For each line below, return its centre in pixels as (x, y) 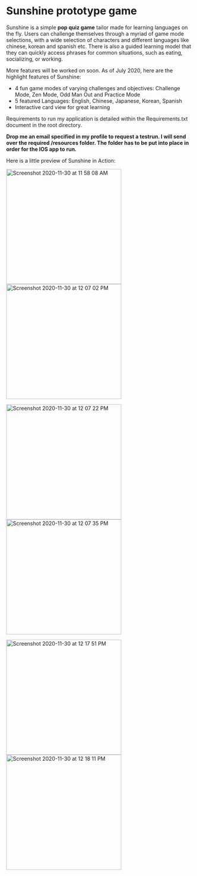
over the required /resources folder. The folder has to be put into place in (98, 143)
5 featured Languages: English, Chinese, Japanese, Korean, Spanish (98, 101)
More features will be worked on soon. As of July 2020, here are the (90, 70)
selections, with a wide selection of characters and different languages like (98, 40)
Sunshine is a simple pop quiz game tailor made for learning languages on (97, 27)
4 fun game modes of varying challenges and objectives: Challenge (97, 88)
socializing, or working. (35, 59)
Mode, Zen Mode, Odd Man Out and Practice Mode (77, 94)
